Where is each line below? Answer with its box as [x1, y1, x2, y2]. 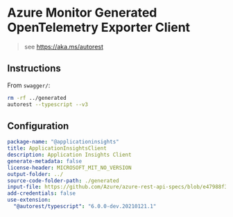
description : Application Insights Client [7, 151, 132, 159]
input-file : [7, 184, 42, 191]
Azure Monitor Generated [7, 5, 157, 21]
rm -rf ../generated [7, 94, 67, 101]
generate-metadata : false [7, 157, 82, 164]
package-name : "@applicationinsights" [7, 139, 119, 146]
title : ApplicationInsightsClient [7, 145, 107, 152]
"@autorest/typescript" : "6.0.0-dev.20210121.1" [13, 203, 157, 210]
